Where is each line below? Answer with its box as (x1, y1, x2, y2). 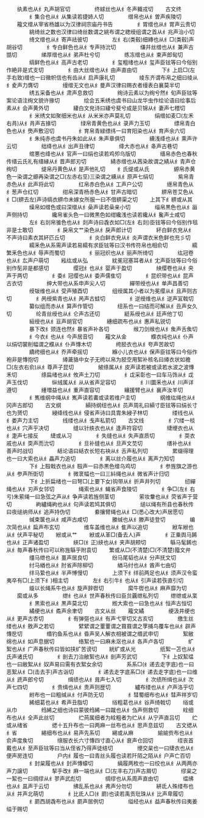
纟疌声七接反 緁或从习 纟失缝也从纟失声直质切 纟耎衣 (6, 432, 195, 439)
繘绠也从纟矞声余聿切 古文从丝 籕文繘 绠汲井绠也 (29, 607, 195, 614)
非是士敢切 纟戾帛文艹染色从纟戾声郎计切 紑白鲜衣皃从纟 (6, 226, 194, 233)
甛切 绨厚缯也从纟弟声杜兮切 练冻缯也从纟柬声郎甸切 (6, 51, 183, 58)
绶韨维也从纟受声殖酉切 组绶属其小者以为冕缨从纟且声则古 (29, 287, 198, 294)
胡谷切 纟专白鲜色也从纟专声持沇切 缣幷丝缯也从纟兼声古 (6, 43, 194, 51)
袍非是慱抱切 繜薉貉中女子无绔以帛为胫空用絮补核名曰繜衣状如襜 (6, 356, 191, 363)
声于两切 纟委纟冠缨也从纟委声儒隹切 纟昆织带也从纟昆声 (6, 272, 194, 279)
